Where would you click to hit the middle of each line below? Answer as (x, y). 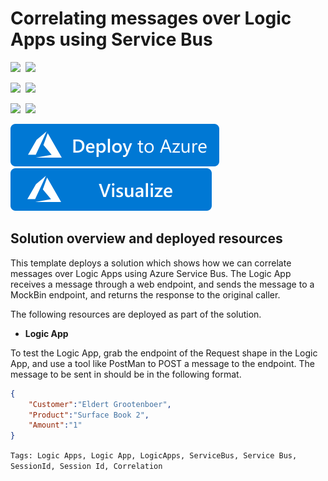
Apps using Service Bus (111, 39)
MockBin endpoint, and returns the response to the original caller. (145, 294)
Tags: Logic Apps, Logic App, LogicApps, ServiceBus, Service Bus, (154, 456)
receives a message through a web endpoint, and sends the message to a (162, 284)
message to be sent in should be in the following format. (126, 374)
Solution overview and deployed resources (146, 238)
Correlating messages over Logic (151, 18)
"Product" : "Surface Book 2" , (89, 415)
